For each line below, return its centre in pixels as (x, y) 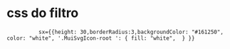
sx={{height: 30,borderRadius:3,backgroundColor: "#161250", (131, 32)
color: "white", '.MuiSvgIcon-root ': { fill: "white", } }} (101, 38)
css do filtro (43, 13)
